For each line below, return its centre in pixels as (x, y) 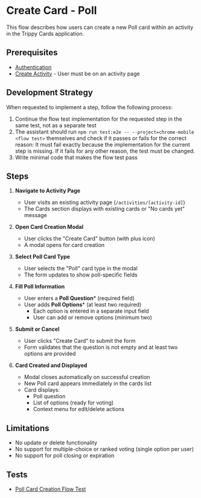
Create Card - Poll (52, 11)
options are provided (50, 354)
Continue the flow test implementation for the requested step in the (98, 119)
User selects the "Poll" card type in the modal (81, 269)
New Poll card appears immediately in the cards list (88, 383)
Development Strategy (50, 93)
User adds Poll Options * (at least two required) (83, 305)
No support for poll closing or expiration (65, 456)
